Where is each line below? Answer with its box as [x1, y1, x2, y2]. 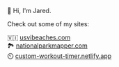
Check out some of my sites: [7, 20, 89, 28]
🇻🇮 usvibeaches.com [7, 33, 71, 41]
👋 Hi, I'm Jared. [7, 7, 51, 15]
